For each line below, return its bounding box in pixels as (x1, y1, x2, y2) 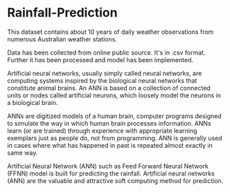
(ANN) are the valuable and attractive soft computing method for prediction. (7, 176, 224, 184)
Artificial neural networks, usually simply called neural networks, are (7, 69, 202, 77)
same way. (7, 148, 38, 157)
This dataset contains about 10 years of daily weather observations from (7, 28, 214, 36)
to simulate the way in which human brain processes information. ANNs (7, 119, 211, 127)
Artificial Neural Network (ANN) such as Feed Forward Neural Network (7, 162, 209, 170)
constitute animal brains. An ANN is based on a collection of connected (7, 84, 211, 92)
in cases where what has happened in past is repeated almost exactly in (7, 141, 213, 149)
